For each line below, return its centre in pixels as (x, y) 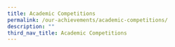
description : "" (31, 26)
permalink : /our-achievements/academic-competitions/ (88, 20)
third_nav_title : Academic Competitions (67, 33)
